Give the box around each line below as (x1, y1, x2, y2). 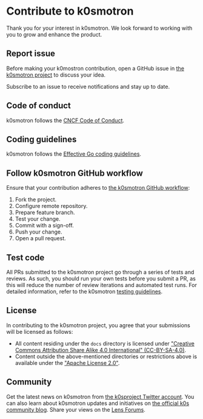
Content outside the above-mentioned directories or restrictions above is (15, 353, 198, 360)
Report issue (6, 49, 56, 59)
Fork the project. (15, 196, 57, 203)
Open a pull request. (15, 235, 67, 242)
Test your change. (15, 215, 61, 223)
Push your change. (15, 228, 62, 235)
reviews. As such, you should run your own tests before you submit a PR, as (6, 275, 196, 282)
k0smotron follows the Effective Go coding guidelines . (6, 150, 141, 158)
